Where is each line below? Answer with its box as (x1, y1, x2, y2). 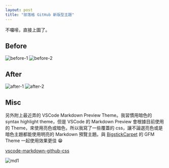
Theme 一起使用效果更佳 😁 (5, 138, 63, 144)
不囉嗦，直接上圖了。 (5, 26, 50, 33)
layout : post (5, 7, 33, 13)
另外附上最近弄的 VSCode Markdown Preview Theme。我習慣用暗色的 (5, 112, 152, 118)
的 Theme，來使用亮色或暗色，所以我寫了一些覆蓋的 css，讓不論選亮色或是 (5, 125, 163, 131)
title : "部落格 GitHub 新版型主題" (5, 12, 75, 17)
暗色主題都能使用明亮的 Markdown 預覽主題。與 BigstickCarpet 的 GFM (5, 131, 155, 137)
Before (5, 42, 27, 50)
